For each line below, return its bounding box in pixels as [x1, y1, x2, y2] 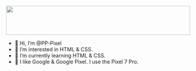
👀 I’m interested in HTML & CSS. [14, 46, 93, 52]
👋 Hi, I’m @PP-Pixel [14, 40, 62, 47]
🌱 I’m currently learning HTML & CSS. [14, 52, 106, 59]
